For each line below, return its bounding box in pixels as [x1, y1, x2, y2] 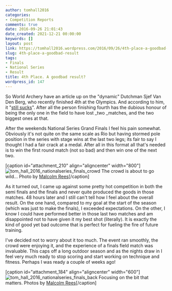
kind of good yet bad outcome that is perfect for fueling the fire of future [5, 222, 159, 228]
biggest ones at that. [5, 115, 49, 121]
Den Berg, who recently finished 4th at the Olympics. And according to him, [5, 99, 165, 105]
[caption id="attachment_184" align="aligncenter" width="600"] [5, 268, 140, 275]
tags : [5, 55, 17, 61]
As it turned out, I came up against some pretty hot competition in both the [5, 183, 163, 189]
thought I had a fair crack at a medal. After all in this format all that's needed [5, 141, 166, 148]
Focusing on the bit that [99, 274, 149, 280]
